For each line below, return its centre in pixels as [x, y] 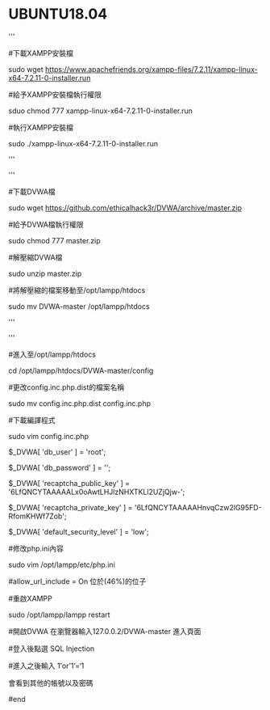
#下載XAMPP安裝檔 [41, 53]
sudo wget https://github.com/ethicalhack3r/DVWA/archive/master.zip [125, 208]
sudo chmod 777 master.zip [54, 240]
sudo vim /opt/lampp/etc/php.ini [62, 564]
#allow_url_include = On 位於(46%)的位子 [77, 581]
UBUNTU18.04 [58, 14]
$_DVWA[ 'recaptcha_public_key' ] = [69, 483]
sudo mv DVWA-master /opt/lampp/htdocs [79, 306]
